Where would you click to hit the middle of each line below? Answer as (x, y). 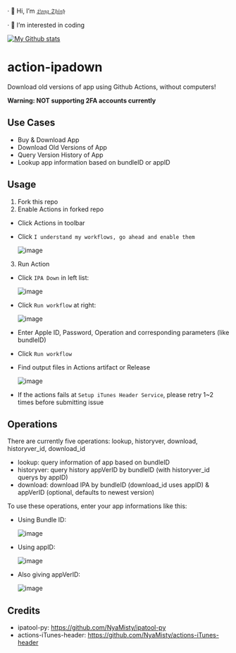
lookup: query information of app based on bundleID (94, 462)
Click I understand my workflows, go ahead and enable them (106, 236)
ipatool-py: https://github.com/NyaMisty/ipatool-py (92, 628)
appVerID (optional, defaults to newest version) (86, 493)
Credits (24, 610)
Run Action (33, 264)
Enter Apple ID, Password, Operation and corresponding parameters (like (123, 332)
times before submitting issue (61, 402)
